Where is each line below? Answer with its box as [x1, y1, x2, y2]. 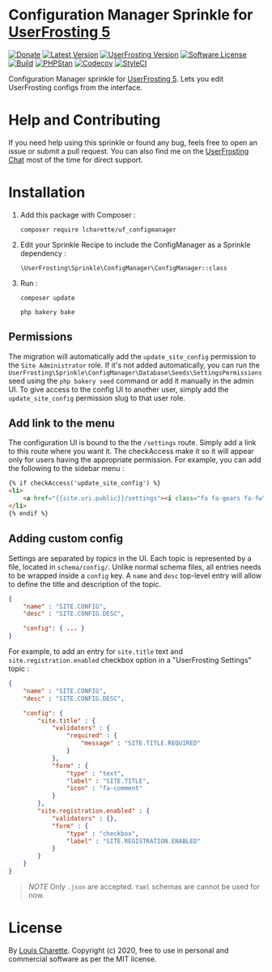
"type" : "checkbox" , [66, 830, 139, 838]
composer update [19, 294, 75, 302]
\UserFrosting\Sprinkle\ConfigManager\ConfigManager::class [19, 264, 227, 272]
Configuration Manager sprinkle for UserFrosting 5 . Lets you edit [8, 74, 224, 83]
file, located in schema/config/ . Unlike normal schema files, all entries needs [8, 562, 261, 571]
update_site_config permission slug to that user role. [8, 393, 186, 402]
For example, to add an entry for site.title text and [8, 647, 184, 656]
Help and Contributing [8, 111, 161, 129]
